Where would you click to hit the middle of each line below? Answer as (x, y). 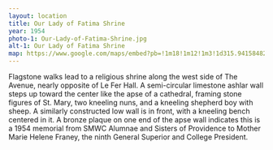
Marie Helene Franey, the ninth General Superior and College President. (128, 137)
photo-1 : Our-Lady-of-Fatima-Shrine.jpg (78, 39)
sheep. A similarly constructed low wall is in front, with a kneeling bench (129, 111)
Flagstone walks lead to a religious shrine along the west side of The (123, 77)
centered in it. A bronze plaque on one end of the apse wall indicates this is (134, 120)
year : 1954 (27, 31)
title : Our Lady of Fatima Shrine (67, 24)
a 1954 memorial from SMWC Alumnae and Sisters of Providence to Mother (135, 128)
